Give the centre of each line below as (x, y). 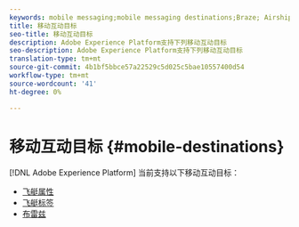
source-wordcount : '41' (53, 84)
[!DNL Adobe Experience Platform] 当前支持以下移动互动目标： (125, 173)
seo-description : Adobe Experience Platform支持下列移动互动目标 (126, 51)
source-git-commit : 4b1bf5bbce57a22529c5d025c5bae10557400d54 (127, 68)
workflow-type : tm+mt (49, 76)
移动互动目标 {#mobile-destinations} (147, 146)
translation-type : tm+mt (55, 59)
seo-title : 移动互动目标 (51, 34)
